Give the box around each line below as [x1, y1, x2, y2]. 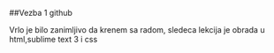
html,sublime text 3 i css [9, 34, 98, 44]
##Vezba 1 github [9, 8, 73, 18]
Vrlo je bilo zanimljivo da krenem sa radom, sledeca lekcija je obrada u [9, 25, 265, 34]
